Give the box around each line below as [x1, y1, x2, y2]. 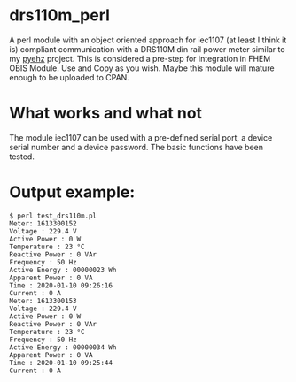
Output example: [9, 182, 136, 202]
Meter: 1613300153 [9, 296, 77, 305]
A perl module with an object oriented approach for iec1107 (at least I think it [9, 34, 287, 45]
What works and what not [9, 103, 202, 124]
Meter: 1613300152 [9, 218, 77, 228]
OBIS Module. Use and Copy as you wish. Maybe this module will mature [9, 63, 275, 73]
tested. [9, 151, 35, 162]
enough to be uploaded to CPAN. [9, 72, 130, 82]
